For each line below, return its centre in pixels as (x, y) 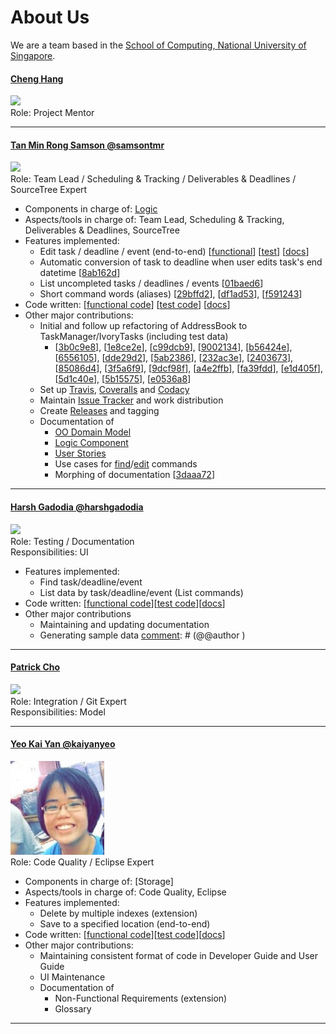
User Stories (80, 453)
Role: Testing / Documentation (72, 541)
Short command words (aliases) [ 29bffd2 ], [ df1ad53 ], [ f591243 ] (171, 294)
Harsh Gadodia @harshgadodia (77, 507)
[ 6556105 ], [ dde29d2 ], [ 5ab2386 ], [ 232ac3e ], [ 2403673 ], (174, 358)
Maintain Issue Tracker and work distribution (131, 400)
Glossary (73, 1008)
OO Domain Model (93, 432)
